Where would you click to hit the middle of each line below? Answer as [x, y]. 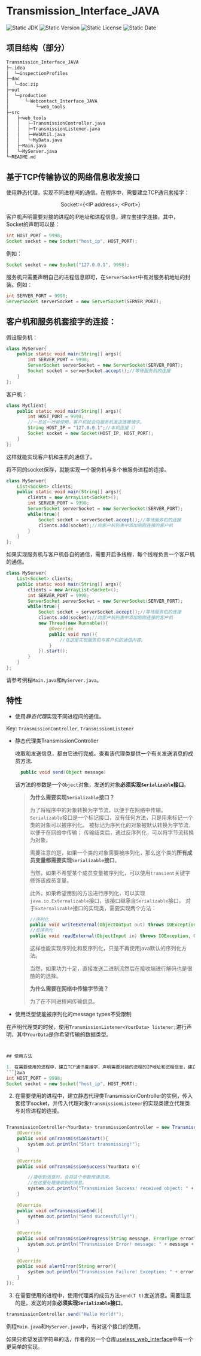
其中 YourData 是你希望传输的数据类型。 [64, 1034]
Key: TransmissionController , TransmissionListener [70, 728]
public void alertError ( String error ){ [67, 1266]
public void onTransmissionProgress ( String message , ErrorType [98, 1239]
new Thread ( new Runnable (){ [73, 623]
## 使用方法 [19, 1056]
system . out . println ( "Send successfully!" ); [83, 1216]
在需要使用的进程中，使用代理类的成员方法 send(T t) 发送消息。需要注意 [103, 1295]
